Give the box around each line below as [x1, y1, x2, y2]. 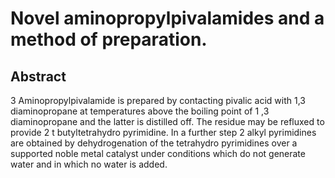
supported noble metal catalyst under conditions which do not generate [10, 148, 306, 159]
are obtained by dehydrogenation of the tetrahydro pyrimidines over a [10, 137, 298, 149]
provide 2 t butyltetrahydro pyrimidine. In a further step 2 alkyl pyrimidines [10, 127, 317, 138]
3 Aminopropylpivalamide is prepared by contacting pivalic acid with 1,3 [10, 95, 306, 106]
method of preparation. [10, 28, 208, 51]
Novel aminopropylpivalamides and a [10, 7, 325, 30]
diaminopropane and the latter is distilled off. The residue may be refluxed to [10, 116, 325, 127]
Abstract [10, 68, 67, 85]
